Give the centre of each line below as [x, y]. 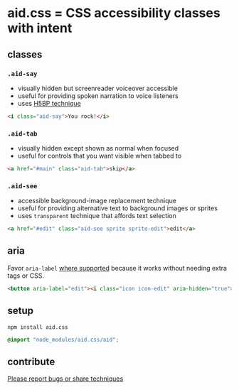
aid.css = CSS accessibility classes [114, 13]
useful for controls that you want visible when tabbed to [100, 156]
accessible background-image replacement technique [97, 201]
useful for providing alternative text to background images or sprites [118, 208]
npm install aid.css [38, 327]
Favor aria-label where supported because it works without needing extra [117, 268]
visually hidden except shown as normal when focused [98, 148]
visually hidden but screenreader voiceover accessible [97, 88]
